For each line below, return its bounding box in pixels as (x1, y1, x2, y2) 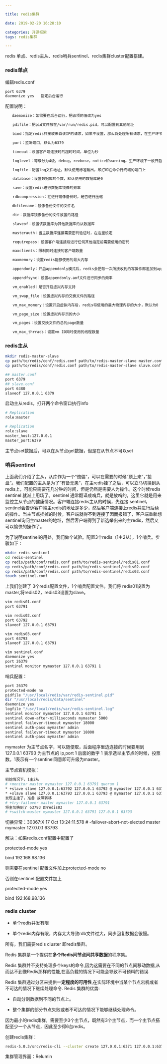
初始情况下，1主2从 (5, 777, 40, 782)
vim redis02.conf (5, 613, 41, 618)
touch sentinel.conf (5, 574, 48, 579)
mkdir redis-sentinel (5, 550, 50, 556)
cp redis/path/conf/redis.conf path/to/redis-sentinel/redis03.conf (5, 569, 150, 574)
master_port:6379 (5, 438, 41, 443)
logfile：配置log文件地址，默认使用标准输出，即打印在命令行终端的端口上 (12, 167, 146, 172)
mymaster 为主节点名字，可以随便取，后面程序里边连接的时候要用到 (5, 744, 145, 750)
